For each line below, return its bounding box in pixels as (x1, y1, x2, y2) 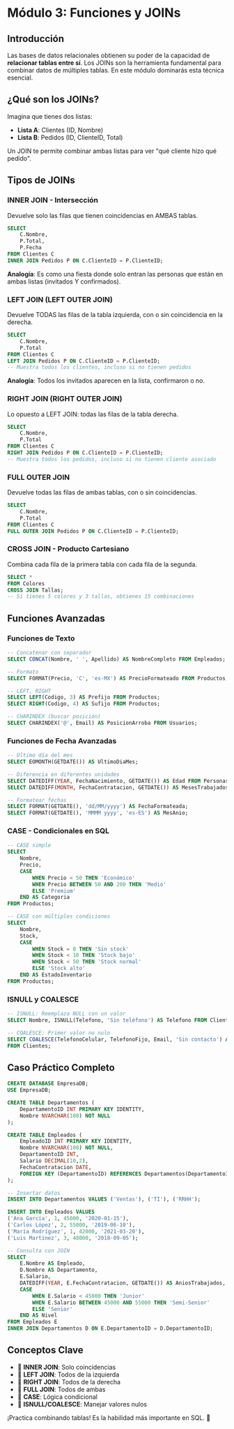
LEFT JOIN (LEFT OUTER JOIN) (7, 295, 113, 305)
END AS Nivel (19, 1312, 58, 1319)
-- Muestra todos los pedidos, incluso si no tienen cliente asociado (7, 455, 217, 462)
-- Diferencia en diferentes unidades (7, 770, 120, 778)
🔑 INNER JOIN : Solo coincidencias (17, 1363, 116, 1371)
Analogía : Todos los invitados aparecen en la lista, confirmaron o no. (7, 376, 205, 385)
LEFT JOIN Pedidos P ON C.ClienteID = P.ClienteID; (7, 358, 160, 365)
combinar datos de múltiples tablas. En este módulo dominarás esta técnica (7, 66, 224, 74)
